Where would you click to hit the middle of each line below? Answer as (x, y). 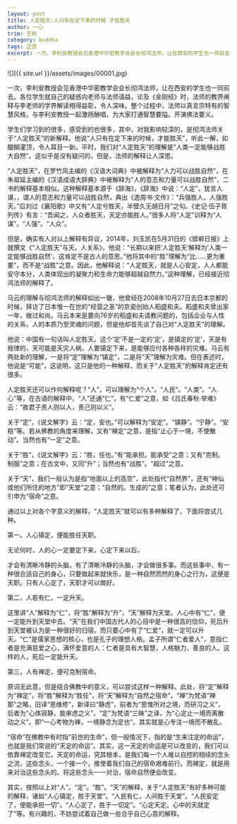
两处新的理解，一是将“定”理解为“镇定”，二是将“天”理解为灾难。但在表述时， (117, 356)
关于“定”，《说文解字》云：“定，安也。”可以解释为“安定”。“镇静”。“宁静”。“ (115, 422)
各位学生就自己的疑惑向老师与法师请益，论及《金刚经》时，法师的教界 (121, 97)
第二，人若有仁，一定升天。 (48, 598)
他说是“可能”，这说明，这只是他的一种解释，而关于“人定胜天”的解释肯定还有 (118, 365)
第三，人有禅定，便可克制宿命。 (54, 672)
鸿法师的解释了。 (32, 282)
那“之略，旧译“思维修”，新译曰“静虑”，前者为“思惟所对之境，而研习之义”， (116, 704)
